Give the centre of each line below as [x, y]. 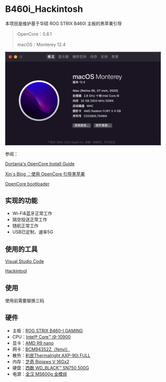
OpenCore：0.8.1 [34, 34]
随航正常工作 [25, 226]
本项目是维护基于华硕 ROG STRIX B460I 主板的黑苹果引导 [63, 23]
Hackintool [16, 271]
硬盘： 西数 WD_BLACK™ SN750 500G [51, 368]
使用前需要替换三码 [25, 301]
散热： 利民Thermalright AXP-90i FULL [51, 355]
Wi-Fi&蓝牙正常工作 [32, 214]
